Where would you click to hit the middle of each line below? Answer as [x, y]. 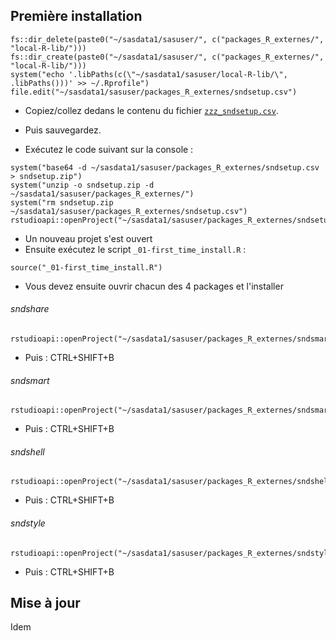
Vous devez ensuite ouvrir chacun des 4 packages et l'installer [154, 286]
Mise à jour [45, 603]
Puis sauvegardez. [63, 130]
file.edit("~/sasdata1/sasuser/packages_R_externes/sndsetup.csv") [154, 92]
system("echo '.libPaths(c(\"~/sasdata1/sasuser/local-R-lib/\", [149, 74]
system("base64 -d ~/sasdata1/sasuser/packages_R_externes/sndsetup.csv [165, 167]
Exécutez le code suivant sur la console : [109, 149]
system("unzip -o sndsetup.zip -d [82, 185]
